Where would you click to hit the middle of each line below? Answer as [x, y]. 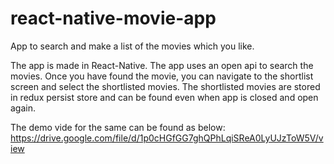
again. [23, 108]
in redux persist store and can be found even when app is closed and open [164, 97]
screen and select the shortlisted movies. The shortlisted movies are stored [165, 86]
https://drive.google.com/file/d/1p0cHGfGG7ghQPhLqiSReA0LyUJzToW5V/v [167, 138]
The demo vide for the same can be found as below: [118, 127]
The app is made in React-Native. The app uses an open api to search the [162, 65]
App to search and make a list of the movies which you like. [132, 46]
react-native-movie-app [113, 18]
